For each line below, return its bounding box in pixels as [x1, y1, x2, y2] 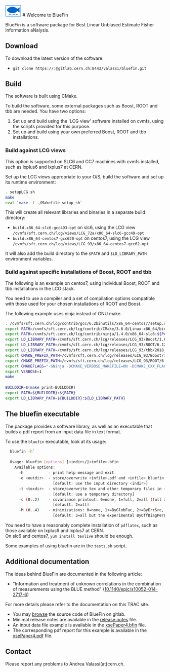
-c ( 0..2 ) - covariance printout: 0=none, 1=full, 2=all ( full [18, 497, 162, 502]
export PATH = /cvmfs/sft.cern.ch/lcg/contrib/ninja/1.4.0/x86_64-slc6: [5, 331, 157, 337]
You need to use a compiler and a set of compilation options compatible [5, 295, 155, 301]
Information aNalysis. [5, 27, 50, 33]
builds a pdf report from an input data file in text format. [5, 428, 121, 435]
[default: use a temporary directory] [53, 492, 135, 497]
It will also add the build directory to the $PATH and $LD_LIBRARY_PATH [5, 250, 147, 256]
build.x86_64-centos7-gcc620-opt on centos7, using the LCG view [12, 235, 150, 241]
